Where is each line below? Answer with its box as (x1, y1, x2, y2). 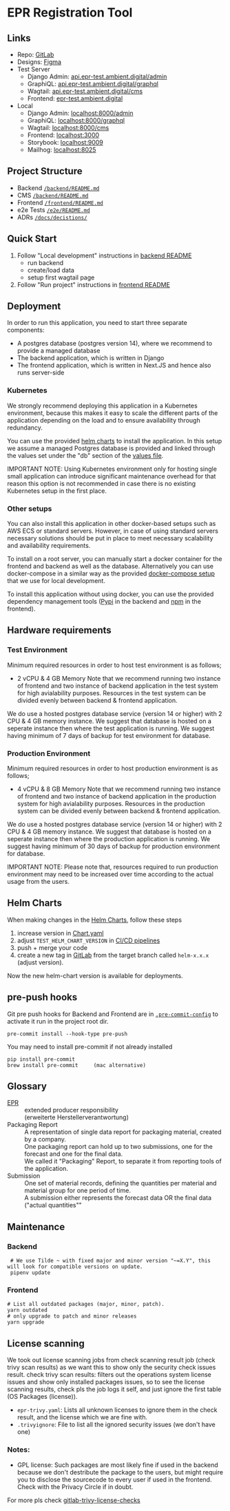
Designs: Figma (17, 58, 62, 66)
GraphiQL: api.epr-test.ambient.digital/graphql (27, 80, 158, 87)
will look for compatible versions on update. (7, 1263, 143, 1271)
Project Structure (7, 165, 83, 177)
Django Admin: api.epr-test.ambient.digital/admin (27, 72, 167, 81)
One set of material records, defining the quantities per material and (24, 1179, 217, 1187)
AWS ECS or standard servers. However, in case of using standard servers (7, 527, 219, 535)
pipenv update (10, 1269, 51, 1276)
